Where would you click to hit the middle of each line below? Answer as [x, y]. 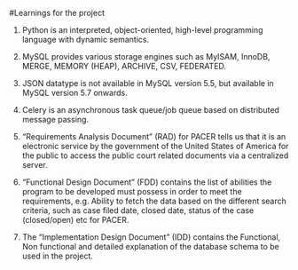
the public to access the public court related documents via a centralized [155, 155]
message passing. [55, 119]
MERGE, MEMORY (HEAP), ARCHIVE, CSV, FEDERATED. [124, 66]
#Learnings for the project [57, 13]
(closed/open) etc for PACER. [75, 220]
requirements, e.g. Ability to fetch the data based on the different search [154, 201]
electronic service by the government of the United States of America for [155, 146]
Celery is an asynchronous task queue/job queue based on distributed [150, 110]
